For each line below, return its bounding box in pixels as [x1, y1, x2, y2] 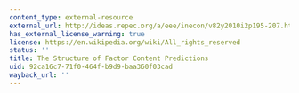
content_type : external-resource [9, 12, 133, 22]
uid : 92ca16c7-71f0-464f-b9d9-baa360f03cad [9, 63, 174, 72]
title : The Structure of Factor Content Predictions [9, 54, 209, 63]
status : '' [9, 46, 50, 55]
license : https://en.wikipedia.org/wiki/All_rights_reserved [9, 37, 241, 47]
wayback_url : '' [9, 71, 69, 80]
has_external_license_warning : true [9, 29, 145, 38]
